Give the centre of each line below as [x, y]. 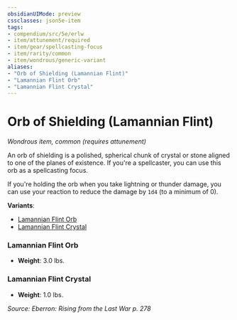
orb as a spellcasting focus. [48, 171]
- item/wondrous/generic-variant [57, 60]
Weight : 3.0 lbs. [41, 261]
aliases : [20, 67]
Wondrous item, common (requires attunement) [77, 142]
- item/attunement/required [49, 41]
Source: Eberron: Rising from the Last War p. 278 [79, 308]
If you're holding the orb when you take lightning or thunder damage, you [115, 184]
